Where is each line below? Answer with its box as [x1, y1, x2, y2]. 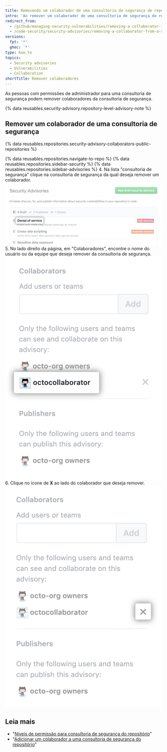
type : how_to [5, 50, 32, 55]
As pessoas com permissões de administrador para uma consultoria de [5, 91, 152, 96]
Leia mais [5, 718, 36, 726]
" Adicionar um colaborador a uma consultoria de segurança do [12, 736, 142, 742]
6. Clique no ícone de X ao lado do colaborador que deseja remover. [5, 480, 145, 486]
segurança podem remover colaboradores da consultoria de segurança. [5, 96, 153, 101]
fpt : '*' [9, 40, 28, 45]
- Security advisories [9, 60, 57, 66]
